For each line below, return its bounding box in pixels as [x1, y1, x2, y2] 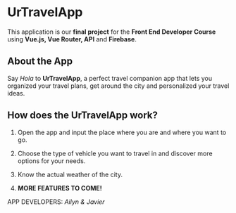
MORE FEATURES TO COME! [17, 183, 102, 192]
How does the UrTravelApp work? [7, 110, 159, 122]
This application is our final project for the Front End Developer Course [7, 27, 216, 36]
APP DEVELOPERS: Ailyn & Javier [7, 198, 105, 206]
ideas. [7, 89, 25, 97]
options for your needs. [17, 156, 86, 165]
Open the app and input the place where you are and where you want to [17, 128, 227, 136]
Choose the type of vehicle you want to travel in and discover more [17, 149, 213, 157]
